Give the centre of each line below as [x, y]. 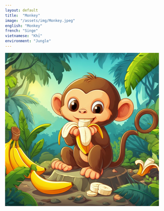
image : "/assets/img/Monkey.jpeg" [40, 20]
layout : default [21, 10]
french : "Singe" [21, 31]
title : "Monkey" [23, 15]
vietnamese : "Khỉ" [24, 36]
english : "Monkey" [24, 26]
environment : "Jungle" [28, 41]
